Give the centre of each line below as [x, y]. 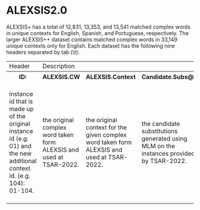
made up [21, 109]
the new [20, 153]
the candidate [161, 124]
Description [59, 66]
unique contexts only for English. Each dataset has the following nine [91, 46]
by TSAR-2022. [164, 161]
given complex [106, 134]
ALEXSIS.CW [61, 77]
